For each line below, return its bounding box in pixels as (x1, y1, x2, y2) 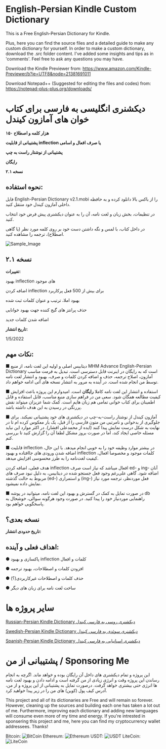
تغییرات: (5, 268, 21, 274)
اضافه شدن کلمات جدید (5, 316, 49, 322)
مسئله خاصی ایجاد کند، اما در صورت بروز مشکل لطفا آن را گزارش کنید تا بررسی (5, 430, 154, 436)
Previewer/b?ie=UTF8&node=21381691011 (5, 70, 91, 76)
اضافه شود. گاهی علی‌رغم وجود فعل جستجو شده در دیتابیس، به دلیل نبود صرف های (5, 470, 159, 476)
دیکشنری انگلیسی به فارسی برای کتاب (5, 103, 145, 115)
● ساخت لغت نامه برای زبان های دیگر (5, 585, 76, 591)
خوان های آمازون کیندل (5, 114, 89, 125)
